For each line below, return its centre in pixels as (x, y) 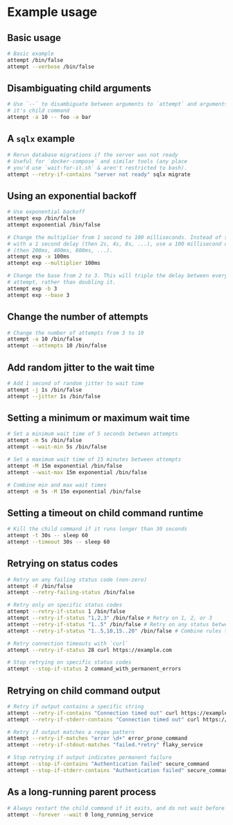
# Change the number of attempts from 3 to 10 (76, 333)
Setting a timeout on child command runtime (105, 513)
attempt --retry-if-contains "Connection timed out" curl (93, 713)
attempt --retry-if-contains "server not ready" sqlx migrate (99, 174)
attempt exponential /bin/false (54, 224)
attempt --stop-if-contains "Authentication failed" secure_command (108, 764)
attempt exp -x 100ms (38, 257)
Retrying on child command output (84, 691)
